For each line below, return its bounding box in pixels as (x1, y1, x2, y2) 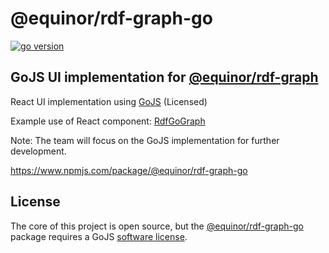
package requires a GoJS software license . (10, 230, 188, 242)
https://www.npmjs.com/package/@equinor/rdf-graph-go (10, 164, 248, 176)
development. (10, 145, 67, 157)
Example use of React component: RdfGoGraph (10, 115, 206, 127)
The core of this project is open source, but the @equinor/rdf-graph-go (10, 220, 304, 232)
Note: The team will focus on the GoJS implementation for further (10, 134, 280, 146)
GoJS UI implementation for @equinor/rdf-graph (10, 69, 319, 86)
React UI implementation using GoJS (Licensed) (10, 95, 208, 107)
